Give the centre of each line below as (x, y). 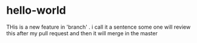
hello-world (36, 10)
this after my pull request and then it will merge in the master (82, 33)
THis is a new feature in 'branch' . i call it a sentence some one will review (98, 27)
